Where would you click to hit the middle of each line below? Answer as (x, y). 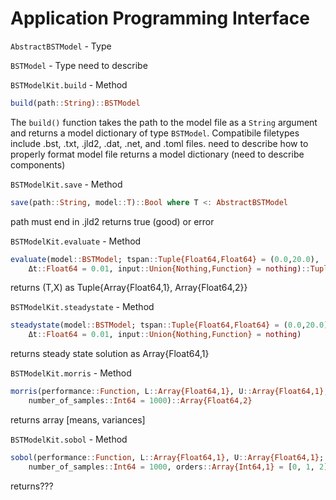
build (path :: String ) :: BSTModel (75, 103)
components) (38, 164)
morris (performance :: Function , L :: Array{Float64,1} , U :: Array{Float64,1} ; (169, 392)
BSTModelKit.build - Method (69, 84)
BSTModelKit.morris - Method (71, 373)
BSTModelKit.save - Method (66, 184)
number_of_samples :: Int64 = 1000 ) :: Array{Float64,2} (140, 401)
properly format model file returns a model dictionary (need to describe (157, 154)
